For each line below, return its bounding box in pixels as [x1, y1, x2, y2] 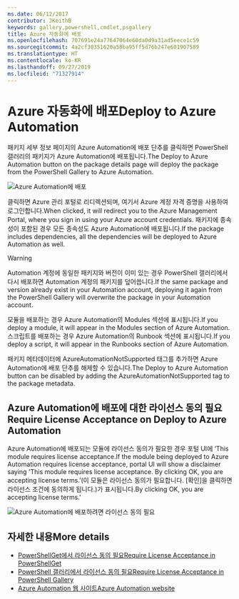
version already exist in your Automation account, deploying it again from [7, 286, 223, 294]
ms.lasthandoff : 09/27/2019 [7, 64, 91, 71]
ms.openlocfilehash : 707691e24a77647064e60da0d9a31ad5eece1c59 [7, 37, 200, 44]
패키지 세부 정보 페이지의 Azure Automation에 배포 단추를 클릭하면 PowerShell [7, 144, 228, 152]
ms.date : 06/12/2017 [7, 10, 69, 18]
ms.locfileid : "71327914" [7, 70, 84, 77]
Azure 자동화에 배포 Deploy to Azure [7, 103, 216, 119]
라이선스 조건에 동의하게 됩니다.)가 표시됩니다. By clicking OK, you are [7, 485, 204, 493]
